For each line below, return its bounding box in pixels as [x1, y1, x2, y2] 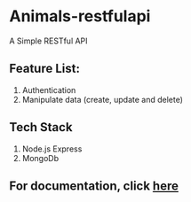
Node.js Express [21, 144, 83, 154]
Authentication [21, 84, 76, 95]
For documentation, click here [9, 178, 179, 193]
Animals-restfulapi [9, 6, 151, 27]
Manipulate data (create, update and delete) [21, 94, 184, 105]
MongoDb [21, 152, 60, 163]
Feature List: [9, 61, 80, 76]
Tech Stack [9, 120, 73, 135]
